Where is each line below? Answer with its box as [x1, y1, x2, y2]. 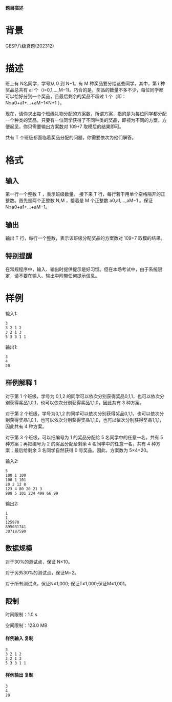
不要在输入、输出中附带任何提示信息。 [18, 273, 100, 279]
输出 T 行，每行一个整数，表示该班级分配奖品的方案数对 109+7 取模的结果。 [5, 235, 165, 241]
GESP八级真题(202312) [5, 43, 54, 49]
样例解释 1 [5, 379, 37, 387]
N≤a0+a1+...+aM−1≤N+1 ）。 [5, 100, 65, 106]
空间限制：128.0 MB [5, 622, 48, 628]
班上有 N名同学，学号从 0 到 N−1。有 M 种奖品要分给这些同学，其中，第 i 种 [5, 80, 165, 87]
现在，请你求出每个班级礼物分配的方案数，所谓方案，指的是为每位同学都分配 [5, 111, 167, 117]
